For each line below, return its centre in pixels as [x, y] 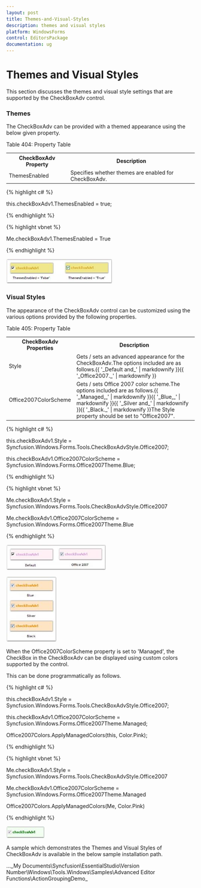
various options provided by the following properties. [71, 317]
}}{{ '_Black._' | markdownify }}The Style [126, 409]
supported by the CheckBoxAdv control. [56, 98]
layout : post [22, 13]
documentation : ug [29, 44]
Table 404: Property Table [39, 145]
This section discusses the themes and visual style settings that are [89, 91]
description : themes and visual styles [56, 25]
